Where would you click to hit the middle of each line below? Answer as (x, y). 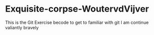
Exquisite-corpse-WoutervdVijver (77, 9)
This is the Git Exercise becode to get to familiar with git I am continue (77, 22)
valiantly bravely (22, 27)
